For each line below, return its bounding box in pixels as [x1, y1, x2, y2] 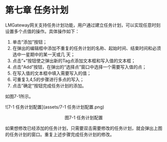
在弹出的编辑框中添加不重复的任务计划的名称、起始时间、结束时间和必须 [12, 45, 161, 51]
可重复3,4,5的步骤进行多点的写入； [12, 76, 84, 82]
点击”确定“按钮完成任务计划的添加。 [12, 82, 87, 88]
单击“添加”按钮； [12, 38, 47, 45]
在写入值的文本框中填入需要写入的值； [12, 70, 91, 76]
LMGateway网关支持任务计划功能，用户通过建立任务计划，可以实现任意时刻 [5, 22, 161, 28]
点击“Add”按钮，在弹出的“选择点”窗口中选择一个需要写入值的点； [12, 63, 147, 70]
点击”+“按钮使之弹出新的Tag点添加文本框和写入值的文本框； [12, 57, 136, 63]
